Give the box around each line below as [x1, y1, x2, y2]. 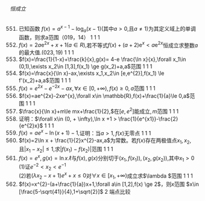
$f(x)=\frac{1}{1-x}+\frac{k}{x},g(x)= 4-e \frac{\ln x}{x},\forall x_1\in [18, 56, 186, 63]
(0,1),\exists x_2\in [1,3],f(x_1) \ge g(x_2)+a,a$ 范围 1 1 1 [18, 63, 153, 70]
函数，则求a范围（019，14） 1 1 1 [18, 33, 100, 41]
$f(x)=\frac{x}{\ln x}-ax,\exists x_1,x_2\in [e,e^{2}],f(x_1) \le [18, 69, 165, 77]
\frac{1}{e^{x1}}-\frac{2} [118, 115, 178, 123]
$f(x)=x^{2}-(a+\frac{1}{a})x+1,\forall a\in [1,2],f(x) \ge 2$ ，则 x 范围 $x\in [18, 180, 200, 188]
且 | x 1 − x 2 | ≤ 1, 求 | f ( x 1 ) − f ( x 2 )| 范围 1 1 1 [18, 145, 113, 154]
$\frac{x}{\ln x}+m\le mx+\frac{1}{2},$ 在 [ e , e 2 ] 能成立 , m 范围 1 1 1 [18, 106, 179, 115]
